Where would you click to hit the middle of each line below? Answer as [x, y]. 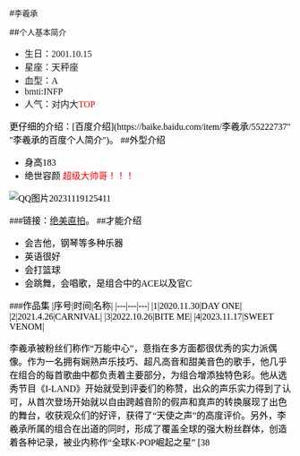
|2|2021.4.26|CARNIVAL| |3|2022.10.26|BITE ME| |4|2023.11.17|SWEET [141, 317]
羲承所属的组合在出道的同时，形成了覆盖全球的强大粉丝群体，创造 [149, 429]
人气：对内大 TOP [60, 104]
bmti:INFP [44, 91]
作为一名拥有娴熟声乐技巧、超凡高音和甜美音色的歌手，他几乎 [158, 362]
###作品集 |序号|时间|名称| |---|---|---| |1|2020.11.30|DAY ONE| [126, 306]
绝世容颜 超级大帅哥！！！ [80, 176]
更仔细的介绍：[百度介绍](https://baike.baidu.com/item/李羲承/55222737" [150, 127]
